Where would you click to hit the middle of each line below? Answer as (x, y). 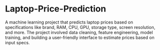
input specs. (18, 42)
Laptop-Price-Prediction (56, 9)
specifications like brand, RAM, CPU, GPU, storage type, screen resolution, (80, 27)
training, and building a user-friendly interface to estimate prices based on (80, 37)
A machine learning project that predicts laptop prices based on (69, 22)
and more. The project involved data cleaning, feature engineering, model (79, 32)
